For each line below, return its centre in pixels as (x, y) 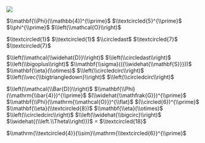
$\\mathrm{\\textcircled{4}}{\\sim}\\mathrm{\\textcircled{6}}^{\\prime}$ (96, 133)
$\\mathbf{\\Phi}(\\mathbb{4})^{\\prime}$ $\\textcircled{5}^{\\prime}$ (94, 21)
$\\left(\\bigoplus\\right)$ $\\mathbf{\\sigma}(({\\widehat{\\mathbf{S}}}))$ (99, 64)
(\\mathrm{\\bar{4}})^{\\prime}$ (47, 95)
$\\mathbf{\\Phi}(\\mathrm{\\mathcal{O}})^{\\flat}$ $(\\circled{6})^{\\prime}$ (103, 102)
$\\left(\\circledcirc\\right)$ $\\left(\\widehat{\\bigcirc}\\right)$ (84, 115)
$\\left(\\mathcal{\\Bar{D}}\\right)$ (50, 89)
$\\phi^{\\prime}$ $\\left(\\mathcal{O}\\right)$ (64, 27)
